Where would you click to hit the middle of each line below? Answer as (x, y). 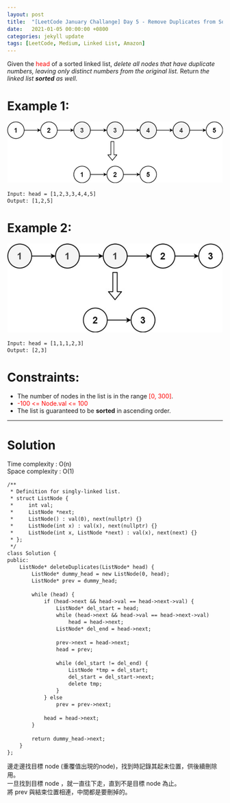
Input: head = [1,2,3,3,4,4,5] (52, 194)
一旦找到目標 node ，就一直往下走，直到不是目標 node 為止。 (94, 784)
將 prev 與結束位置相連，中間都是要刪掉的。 (69, 792)
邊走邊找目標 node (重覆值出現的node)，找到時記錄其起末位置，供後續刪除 (112, 767)
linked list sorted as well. (42, 78)
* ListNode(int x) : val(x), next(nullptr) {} (84, 526)
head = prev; (75, 650)
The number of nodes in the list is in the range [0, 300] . (95, 396)
